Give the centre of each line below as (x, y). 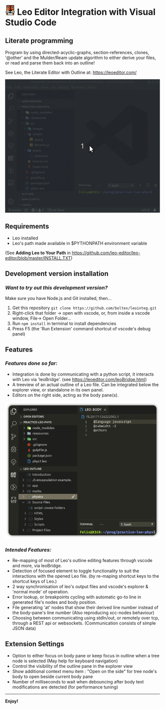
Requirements (27, 226)
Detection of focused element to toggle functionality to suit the (76, 571)
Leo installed (25, 238)
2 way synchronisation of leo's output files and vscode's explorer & (80, 587)
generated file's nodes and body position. (54, 602)
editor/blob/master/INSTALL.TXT (38, 258)
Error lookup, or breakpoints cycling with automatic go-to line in (77, 597)
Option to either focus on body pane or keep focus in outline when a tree (86, 656)
